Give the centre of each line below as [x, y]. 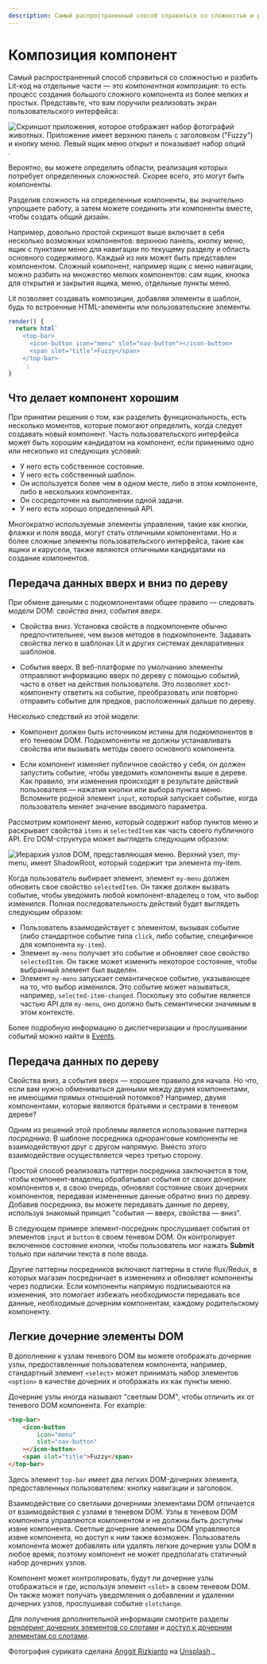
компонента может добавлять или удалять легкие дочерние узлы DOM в [132, 1545]
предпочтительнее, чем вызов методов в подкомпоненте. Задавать [135, 635]
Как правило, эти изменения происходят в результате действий [129, 781]
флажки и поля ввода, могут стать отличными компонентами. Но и [122, 533]
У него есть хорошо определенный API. [87, 509]
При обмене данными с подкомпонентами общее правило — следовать [131, 602]
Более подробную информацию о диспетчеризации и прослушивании [128, 1028]
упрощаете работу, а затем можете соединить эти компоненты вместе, [130, 208]
